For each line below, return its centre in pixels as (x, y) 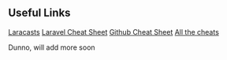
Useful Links (39, 13)
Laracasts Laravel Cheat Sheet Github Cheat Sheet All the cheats (113, 32)
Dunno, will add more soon (52, 47)
